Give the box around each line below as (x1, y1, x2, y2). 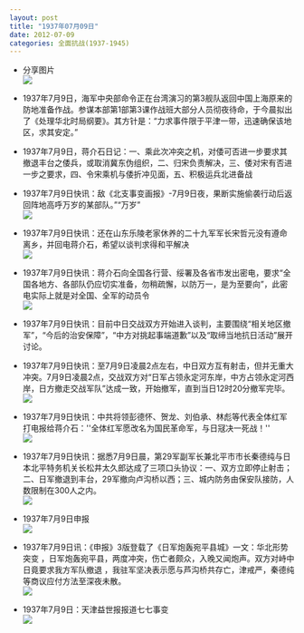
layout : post (9, 13, 59, 23)
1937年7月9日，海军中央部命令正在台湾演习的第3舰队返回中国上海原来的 (22, 93, 292, 104)
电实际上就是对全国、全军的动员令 (22, 290, 150, 301)
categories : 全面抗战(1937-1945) (9, 38, 130, 48)
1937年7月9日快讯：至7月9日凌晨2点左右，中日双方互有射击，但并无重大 (22, 360, 294, 372)
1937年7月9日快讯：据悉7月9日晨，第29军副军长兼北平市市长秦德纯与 (22, 451, 283, 463)
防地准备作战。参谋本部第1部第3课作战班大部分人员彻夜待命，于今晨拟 (22, 104, 285, 115)
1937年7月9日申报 (22, 513, 90, 524)
